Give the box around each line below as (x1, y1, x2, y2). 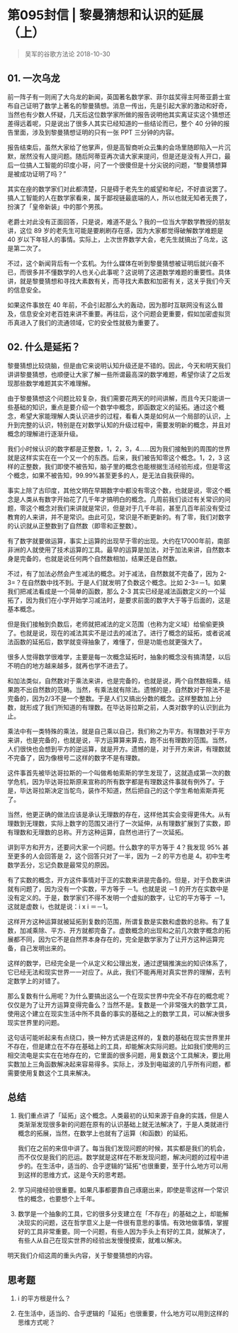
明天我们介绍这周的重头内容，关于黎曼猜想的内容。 (7, 1252, 157, 1260)
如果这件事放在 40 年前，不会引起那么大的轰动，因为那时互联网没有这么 (7, 300, 217, 309)
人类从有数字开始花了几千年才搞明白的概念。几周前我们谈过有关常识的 (19, 494, 225, 504)
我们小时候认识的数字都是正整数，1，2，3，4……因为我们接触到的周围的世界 (7, 444, 231, 453)
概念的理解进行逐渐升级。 (7, 429, 82, 438)
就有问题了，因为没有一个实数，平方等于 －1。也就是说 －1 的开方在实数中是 (7, 884, 229, 893)
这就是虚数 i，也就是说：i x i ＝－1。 (7, 902, 112, 911)
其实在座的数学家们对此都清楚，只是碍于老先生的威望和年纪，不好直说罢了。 (7, 184, 231, 193)
